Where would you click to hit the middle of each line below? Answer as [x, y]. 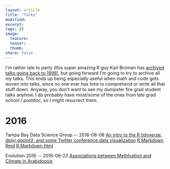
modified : [16, 19]
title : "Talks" [22, 15]
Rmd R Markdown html [29, 146]
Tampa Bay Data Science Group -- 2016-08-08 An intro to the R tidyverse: [84, 135]
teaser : [18, 44]
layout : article [23, 10]
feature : [19, 39]
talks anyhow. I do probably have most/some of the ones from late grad [81, 95]
